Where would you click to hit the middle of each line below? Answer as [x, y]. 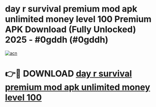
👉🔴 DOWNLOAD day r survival [69, 74]
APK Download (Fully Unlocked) [71, 30]
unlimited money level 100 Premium [78, 19]
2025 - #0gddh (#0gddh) [57, 40]
